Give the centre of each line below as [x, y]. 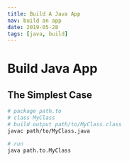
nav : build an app [34, 21]
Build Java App [52, 69]
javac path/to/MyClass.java [49, 131]
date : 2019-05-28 [33, 27]
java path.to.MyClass [39, 150]
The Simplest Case [50, 95]
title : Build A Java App [44, 14]
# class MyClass [31, 118]
